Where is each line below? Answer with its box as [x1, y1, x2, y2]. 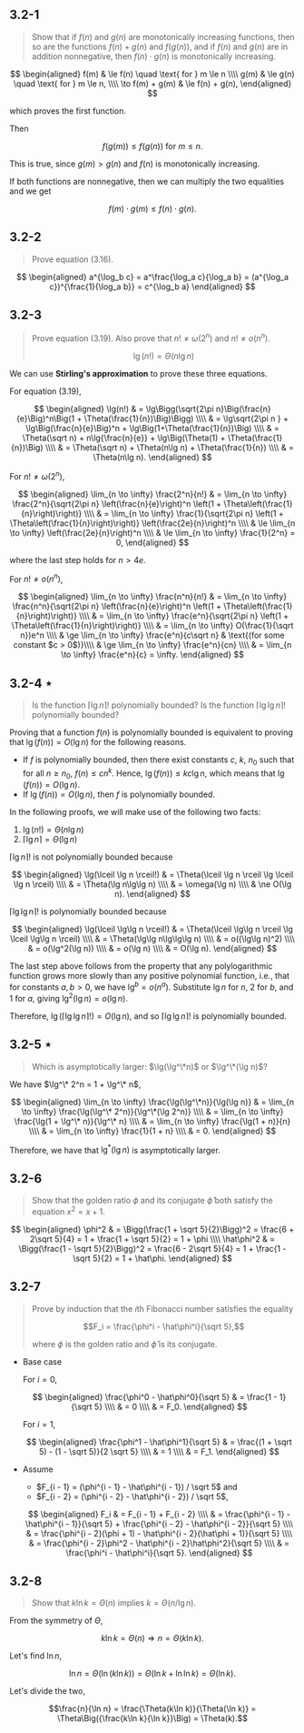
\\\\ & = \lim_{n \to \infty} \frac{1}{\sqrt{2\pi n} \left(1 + [83, 508, 284, 519]
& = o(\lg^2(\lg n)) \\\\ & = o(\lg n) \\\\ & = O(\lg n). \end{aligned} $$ [27, 943, 278, 954]
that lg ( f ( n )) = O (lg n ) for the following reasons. [9, 737, 187, 748]
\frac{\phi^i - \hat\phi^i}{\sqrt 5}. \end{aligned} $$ [65, 1547, 253, 1558]
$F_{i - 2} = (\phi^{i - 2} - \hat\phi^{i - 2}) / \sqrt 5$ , [35, 1491, 229, 1502]
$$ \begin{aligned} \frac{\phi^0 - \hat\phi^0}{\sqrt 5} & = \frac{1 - [32, 1391, 278, 1402]
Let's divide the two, [9, 1686, 86, 1697]
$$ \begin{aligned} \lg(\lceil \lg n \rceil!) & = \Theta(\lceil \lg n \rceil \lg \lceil [11, 869, 294, 881]
